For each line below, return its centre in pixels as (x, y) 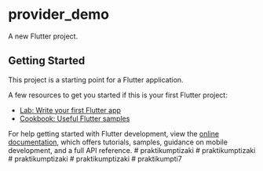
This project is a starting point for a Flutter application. (96, 79)
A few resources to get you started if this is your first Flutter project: (118, 95)
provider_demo (59, 15)
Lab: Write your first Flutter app (70, 110)
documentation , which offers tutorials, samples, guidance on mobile (118, 142)
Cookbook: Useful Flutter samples (75, 118)
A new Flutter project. (43, 36)
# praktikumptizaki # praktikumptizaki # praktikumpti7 (95, 158)
